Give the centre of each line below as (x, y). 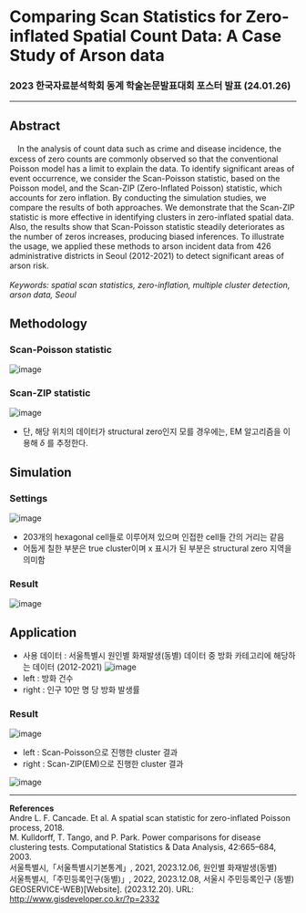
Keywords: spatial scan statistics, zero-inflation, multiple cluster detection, (150, 285)
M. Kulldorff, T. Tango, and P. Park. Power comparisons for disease (135, 837)
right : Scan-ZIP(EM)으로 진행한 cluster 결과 (103, 764)
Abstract (35, 125)
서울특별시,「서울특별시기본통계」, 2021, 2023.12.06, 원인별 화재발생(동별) (143, 867)
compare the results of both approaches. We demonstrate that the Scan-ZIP (152, 208)
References (32, 808)
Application (43, 633)
